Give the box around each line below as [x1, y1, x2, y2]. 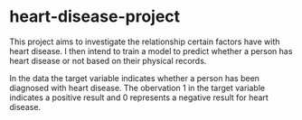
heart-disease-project [9, 6, 181, 27]
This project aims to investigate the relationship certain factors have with [9, 36, 280, 47]
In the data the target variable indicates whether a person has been [9, 72, 260, 83]
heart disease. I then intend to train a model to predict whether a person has [9, 45, 293, 56]
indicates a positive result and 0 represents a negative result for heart [9, 92, 269, 103]
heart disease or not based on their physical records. [9, 55, 207, 66]
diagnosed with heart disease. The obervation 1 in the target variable [9, 82, 265, 93]
